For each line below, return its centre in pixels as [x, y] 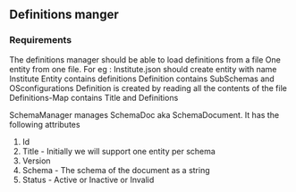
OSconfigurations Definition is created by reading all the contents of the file [148, 88]
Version [36, 161]
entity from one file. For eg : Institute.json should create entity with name [143, 69]
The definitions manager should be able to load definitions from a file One [145, 59]
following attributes [45, 124]
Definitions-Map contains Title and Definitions [94, 97]
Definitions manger [64, 15]
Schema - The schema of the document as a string [116, 170]
